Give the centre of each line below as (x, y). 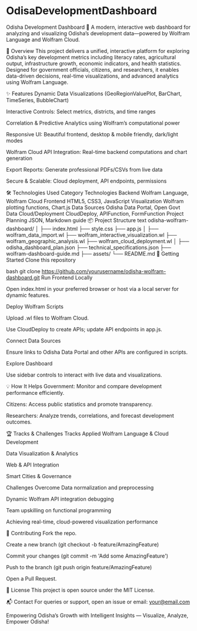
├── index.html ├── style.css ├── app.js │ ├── (99, 229)
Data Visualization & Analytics (42, 453)
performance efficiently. (35, 392)
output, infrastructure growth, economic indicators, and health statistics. (94, 63)
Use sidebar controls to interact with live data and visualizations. (84, 375)
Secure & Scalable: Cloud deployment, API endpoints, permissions (86, 181)
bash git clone (23, 271)
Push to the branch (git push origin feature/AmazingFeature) (79, 567)
